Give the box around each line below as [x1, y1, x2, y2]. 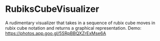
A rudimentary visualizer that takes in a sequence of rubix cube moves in [5, 20, 155, 26]
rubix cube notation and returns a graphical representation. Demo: [5, 25, 141, 31]
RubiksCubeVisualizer [5, 3, 99, 15]
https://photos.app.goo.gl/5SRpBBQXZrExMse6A [5, 30, 106, 36]
